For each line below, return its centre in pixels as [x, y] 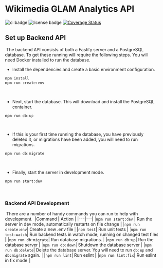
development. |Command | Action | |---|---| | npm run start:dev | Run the [79, 219]
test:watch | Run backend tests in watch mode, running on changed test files [82, 234]
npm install [17, 78]
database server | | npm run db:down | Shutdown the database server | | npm [78, 245]
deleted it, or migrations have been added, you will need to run [75, 139]
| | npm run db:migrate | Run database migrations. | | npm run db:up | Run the [80, 240]
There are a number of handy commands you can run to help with [72, 214]
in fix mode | [18, 260]
